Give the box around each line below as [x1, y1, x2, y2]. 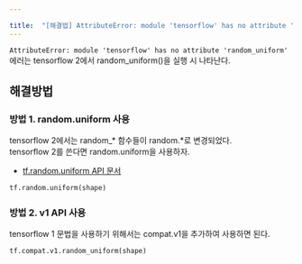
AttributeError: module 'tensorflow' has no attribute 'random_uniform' [9, 46, 288, 55]
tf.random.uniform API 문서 [22, 166, 122, 177]
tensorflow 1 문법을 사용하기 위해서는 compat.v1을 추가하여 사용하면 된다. [9, 229, 270, 240]
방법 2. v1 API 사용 [9, 206, 87, 219]
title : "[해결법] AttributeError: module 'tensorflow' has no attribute [9, 21, 287, 30]
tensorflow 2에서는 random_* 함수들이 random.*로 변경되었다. [9, 135, 233, 146]
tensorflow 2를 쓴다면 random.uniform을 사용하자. [9, 146, 191, 158]
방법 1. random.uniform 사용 [9, 113, 131, 125]
